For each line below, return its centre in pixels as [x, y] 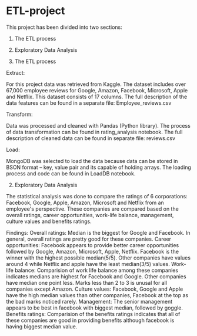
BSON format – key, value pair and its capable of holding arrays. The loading [98, 167]
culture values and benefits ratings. [49, 221]
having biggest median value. [42, 326]
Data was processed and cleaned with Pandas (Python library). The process [98, 125]
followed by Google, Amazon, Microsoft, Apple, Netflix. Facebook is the [93, 251]
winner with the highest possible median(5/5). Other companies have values [98, 258]
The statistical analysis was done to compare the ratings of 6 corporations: [97, 196]
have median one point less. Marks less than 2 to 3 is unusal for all [87, 282]
